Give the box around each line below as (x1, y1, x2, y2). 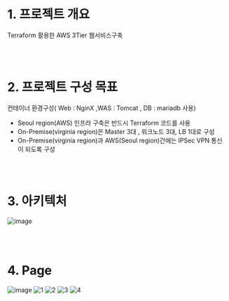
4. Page (7, 262, 53, 278)
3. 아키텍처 (7, 194, 67, 209)
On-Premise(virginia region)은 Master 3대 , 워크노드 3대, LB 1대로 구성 (17, 127, 215, 135)
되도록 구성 (25, 145, 55, 153)
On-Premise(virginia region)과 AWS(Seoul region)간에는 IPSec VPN (17, 136, 210, 145)
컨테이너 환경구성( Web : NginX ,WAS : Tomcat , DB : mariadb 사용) (7, 103, 196, 112)
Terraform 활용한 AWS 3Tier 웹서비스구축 (7, 31, 123, 39)
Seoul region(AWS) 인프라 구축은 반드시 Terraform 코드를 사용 (17, 119, 191, 127)
